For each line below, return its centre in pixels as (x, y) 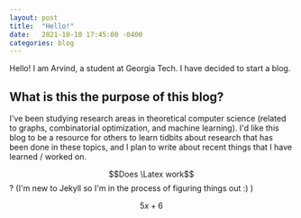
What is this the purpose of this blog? (117, 97)
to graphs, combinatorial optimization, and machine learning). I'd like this (144, 128)
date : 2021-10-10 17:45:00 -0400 (76, 34)
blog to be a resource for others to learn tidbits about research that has (141, 138)
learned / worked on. (48, 157)
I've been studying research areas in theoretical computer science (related (148, 119)
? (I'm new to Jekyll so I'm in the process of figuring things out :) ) (132, 188)
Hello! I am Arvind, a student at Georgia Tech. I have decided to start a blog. (150, 68)
